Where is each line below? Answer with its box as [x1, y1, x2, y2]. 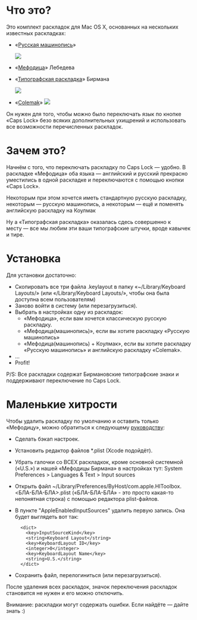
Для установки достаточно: [6, 272, 76, 279]
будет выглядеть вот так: [14, 513, 79, 520]
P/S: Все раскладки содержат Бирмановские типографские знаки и [6, 370, 179, 378]
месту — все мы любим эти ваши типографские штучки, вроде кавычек [6, 225, 191, 232]
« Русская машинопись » [14, 41, 76, 48]
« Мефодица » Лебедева [14, 64, 75, 71]
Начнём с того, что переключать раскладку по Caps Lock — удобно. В [6, 163, 186, 170]
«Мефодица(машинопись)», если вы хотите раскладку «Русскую [23, 327, 190, 334]
